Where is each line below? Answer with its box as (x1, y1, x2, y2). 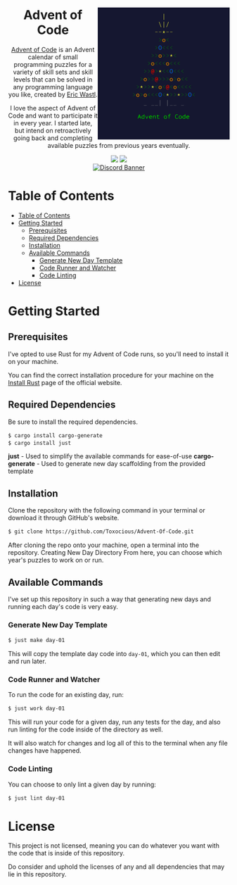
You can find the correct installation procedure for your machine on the (8, 370, 214, 379)
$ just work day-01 (8, 705, 65, 713)
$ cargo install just (8, 439, 72, 446)
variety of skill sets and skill (13, 68, 94, 76)
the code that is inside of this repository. (8, 849, 125, 858)
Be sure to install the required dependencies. (8, 418, 138, 426)
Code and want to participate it (8, 111, 98, 120)
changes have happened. (8, 746, 82, 755)
